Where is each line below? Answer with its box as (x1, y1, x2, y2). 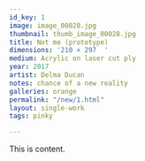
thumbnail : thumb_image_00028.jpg (9, 29, 137, 38)
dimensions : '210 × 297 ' (9, 46, 109, 55)
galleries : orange (9, 87, 77, 96)
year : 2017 (9, 63, 50, 72)
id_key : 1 (9, 12, 46, 22)
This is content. (9, 143, 65, 155)
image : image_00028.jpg (9, 21, 97, 30)
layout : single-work (9, 103, 86, 112)
